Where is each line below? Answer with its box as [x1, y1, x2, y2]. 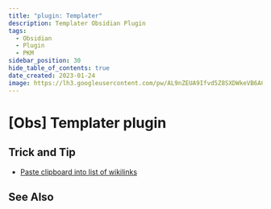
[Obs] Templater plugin [8, 113, 167, 132]
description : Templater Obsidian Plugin [8, 19, 147, 27]
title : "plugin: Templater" [8, 11, 103, 20]
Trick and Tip [8, 145, 77, 159]
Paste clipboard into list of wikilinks [19, 166, 138, 177]
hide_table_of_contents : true [8, 64, 110, 72]
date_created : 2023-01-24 [8, 72, 95, 80]
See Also [8, 190, 54, 203]
